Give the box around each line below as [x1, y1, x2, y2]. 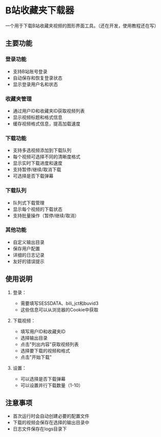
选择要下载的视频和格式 [20, 347, 70, 353]
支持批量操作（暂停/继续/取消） [12, 212, 79, 218]
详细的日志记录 [12, 252, 45, 258]
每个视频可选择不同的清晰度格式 [12, 154, 80, 160]
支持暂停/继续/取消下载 [12, 167, 62, 173]
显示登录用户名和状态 [12, 81, 58, 87]
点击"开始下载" [20, 354, 52, 360]
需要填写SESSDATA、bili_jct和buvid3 [20, 300, 99, 306]
